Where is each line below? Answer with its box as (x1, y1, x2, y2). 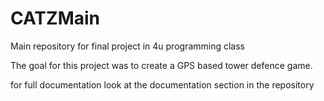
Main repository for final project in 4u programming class (10, 40, 245, 52)
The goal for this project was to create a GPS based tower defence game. (10, 59, 313, 71)
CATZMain (10, 7, 101, 30)
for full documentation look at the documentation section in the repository (10, 78, 315, 91)
